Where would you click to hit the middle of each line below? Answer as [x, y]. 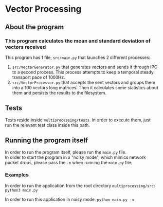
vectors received [26, 47]
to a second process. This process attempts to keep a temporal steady [83, 72]
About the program [35, 27]
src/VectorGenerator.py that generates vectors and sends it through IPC [85, 67]
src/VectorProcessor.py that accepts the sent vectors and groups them [84, 82]
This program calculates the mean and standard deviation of [78, 41]
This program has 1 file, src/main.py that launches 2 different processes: [78, 57]
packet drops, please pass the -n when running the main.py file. [69, 162]
